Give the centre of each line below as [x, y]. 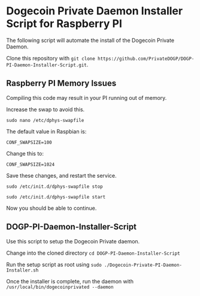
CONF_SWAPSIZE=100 [29, 142]
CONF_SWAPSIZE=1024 [31, 164]
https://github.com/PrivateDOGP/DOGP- [146, 59]
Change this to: [25, 153]
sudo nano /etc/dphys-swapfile [45, 120]
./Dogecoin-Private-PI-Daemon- [143, 265]
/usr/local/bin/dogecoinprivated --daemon [60, 287]
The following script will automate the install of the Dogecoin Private [90, 40]
